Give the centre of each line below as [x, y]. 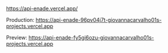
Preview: [17, 37]
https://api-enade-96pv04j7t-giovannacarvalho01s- [98, 20]
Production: [20, 20]
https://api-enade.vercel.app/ [42, 9]
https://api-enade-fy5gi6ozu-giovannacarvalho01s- [91, 37]
